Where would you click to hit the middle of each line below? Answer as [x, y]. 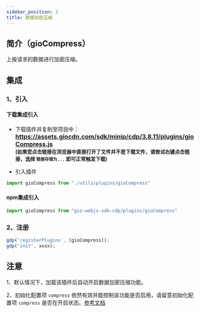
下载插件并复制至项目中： [47, 129]
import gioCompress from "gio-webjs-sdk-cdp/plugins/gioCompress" [92, 211]
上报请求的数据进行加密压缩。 [43, 59]
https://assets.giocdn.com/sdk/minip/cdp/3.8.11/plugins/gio [104, 136]
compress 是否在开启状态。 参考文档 [62, 302]
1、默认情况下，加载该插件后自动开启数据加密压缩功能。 [76, 282]
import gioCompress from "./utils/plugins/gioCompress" [78, 183]
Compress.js [34, 144]
